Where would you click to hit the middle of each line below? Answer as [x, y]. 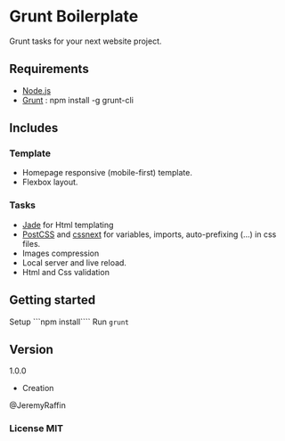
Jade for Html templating [68, 225]
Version [31, 349]
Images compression [61, 253]
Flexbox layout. [50, 182]
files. [31, 243]
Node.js [37, 90]
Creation [38, 388]
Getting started [53, 300]
